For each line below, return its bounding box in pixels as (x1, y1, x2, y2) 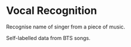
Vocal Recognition (6, 4, 98, 17)
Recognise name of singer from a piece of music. (6, 23, 125, 30)
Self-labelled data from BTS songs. (6, 34, 91, 41)
